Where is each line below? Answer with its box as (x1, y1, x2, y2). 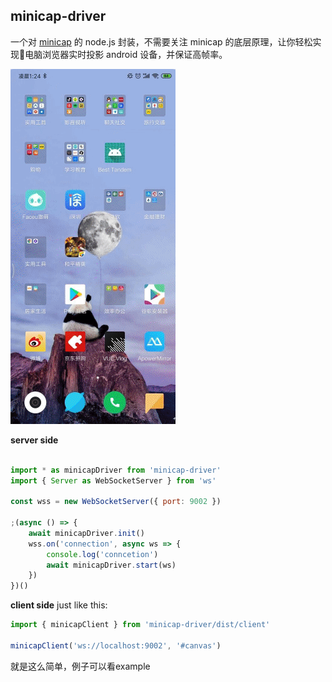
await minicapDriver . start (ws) (46, 560, 177, 570)
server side (10, 434, 59, 446)
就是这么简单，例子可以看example (10, 660, 151, 672)
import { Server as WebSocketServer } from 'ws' (10, 475, 217, 486)
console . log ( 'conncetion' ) (46, 549, 159, 559)
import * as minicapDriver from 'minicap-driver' (10, 465, 222, 475)
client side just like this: (10, 599, 108, 611)
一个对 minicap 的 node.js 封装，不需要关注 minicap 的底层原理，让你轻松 (10, 35, 313, 48)
